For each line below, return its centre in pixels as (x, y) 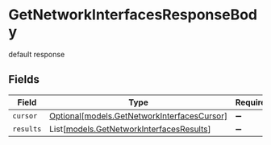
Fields (24, 79)
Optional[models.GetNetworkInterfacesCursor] (139, 116)
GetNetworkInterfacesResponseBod (133, 15)
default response (37, 54)
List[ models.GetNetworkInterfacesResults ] (130, 129)
